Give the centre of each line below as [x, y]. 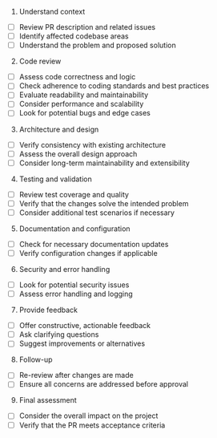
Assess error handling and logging [76, 294]
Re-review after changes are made [76, 375]
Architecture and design [59, 129]
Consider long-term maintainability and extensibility [104, 163]
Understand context [52, 12]
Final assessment [48, 400]
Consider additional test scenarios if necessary [97, 213]
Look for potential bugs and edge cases [85, 113]
